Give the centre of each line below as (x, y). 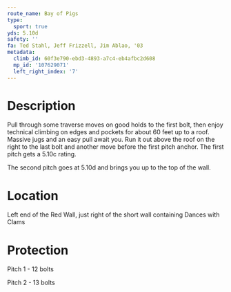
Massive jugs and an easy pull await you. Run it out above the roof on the (111, 140)
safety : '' (23, 39)
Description (41, 106)
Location (33, 195)
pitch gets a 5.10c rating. (42, 154)
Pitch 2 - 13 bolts (31, 283)
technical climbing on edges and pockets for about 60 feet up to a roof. (108, 132)
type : (15, 20)
